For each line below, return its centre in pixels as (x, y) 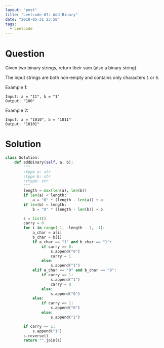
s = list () (35, 219)
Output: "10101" (22, 124)
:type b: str (37, 177)
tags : (11, 24)
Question (25, 54)
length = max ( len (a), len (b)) (55, 191)
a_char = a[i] (47, 233)
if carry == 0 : (57, 247)
